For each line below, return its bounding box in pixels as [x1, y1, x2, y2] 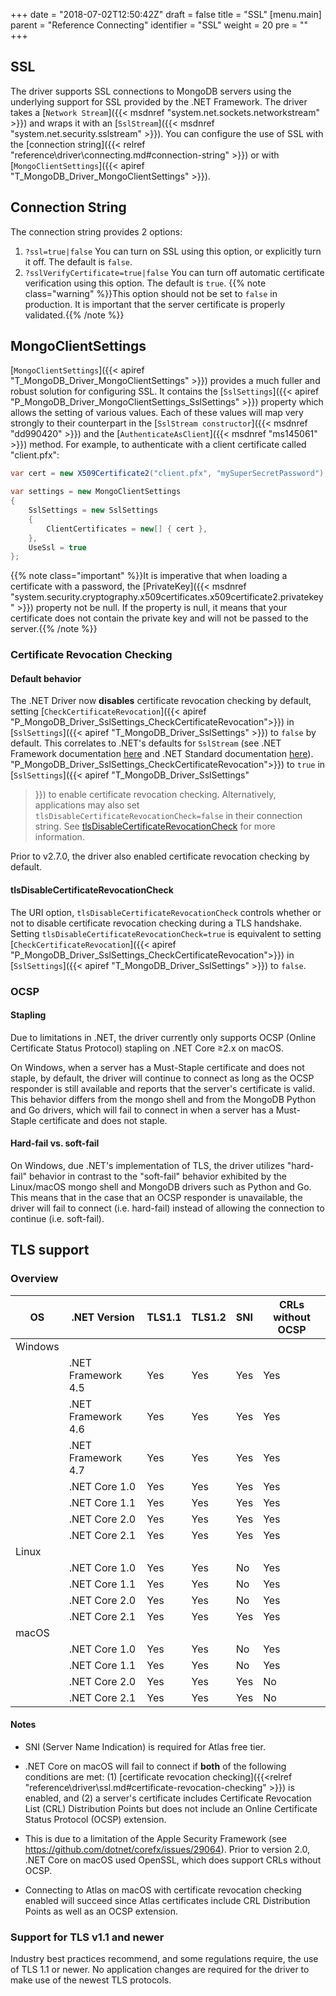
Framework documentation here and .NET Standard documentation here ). [10, 748, 314, 760]
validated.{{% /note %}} [24, 309, 125, 321]
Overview [10, 1272, 59, 1286]
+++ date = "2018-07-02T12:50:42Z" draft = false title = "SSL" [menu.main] [10, 9, 322, 20]
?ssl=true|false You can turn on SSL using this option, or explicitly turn [24, 245, 322, 257]
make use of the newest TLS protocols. [10, 1974, 172, 1986]
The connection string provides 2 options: [10, 225, 183, 238]
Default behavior [10, 672, 82, 684]
